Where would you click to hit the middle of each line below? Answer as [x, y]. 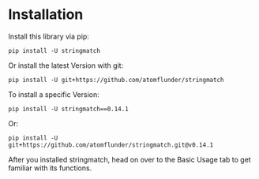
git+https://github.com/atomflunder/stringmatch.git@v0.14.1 [111, 145]
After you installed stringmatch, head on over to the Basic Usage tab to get [129, 159]
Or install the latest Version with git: [66, 65]
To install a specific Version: [54, 94]
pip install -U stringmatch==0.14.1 [68, 109]
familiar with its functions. [50, 168]
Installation [46, 15]
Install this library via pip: [49, 36]
